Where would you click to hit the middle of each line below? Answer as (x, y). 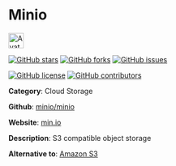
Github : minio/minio (42, 106)
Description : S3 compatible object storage (80, 138)
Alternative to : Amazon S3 (54, 153)
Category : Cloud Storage (51, 91)
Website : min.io (35, 122)
